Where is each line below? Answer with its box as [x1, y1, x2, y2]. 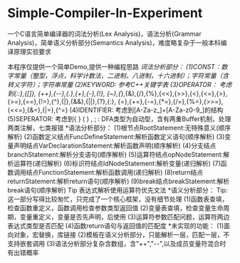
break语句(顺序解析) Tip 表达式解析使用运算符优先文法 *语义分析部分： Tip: [7, 185, 228, 194]
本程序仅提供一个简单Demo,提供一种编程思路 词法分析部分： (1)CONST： [7, 62, 222, 71]
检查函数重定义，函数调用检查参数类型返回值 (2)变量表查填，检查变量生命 [7, 203, 224, 212]
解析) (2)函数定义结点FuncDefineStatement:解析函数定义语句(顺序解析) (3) [7, 132, 225, 140]
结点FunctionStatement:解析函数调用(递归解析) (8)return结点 [26, 167, 204, 176]
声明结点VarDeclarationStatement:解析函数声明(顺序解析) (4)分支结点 [13, 141, 216, 150]
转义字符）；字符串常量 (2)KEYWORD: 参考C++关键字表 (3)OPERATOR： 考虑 [7, 80, 232, 88]
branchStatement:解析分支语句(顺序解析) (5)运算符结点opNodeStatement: [7, 150, 224, 158]
